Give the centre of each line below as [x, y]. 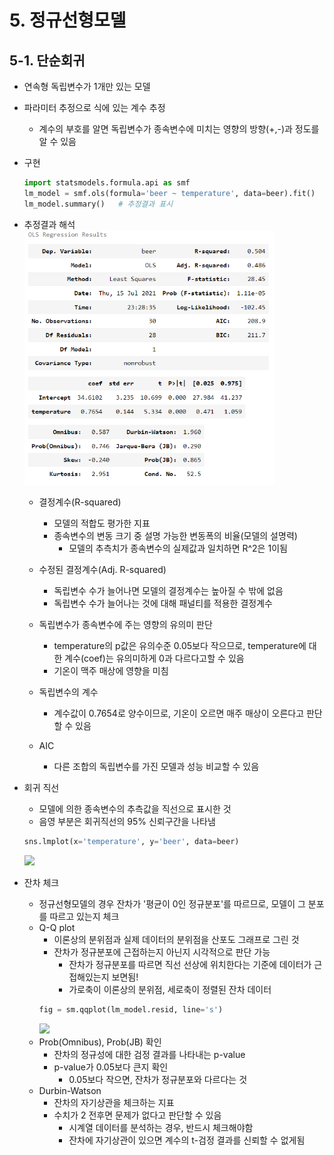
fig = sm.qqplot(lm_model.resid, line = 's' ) [131, 1009]
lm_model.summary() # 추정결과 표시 [98, 204]
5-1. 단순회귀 [47, 60]
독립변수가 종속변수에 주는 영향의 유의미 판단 [125, 624]
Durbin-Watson [70, 1090]
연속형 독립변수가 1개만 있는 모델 [87, 86]
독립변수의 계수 [68, 692]
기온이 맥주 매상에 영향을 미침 [111, 670]
